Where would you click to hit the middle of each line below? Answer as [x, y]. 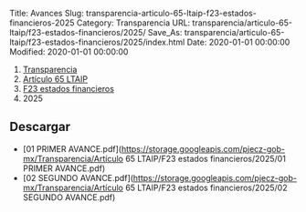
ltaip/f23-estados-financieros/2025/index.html [97, 42]
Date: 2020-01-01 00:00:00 [238, 42]
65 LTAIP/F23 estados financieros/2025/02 [206, 187]
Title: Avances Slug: [47, 13]
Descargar [40, 127]
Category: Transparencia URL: [133, 23]
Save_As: [165, 32]
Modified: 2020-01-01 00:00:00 [69, 52]
